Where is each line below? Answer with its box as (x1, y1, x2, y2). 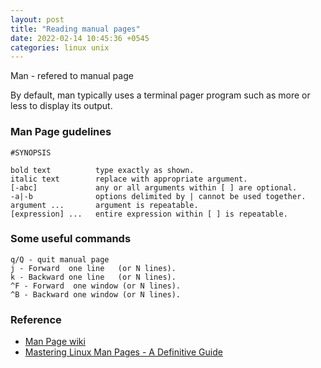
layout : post (10, 14, 65, 25)
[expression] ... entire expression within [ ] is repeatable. (10, 209, 288, 219)
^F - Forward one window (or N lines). (10, 281, 182, 291)
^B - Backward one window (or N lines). (10, 289, 182, 300)
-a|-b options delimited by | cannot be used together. (10, 191, 307, 201)
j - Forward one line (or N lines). (10, 263, 177, 273)
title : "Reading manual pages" (10, 24, 141, 34)
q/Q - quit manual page (10, 254, 110, 265)
